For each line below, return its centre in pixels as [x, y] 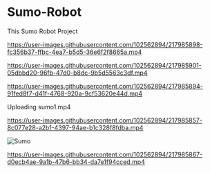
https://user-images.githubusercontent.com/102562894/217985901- [104, 65]
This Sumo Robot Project [42, 31]
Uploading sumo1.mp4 [39, 107]
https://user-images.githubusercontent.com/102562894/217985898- [105, 44]
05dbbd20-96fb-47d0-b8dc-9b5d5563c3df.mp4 [77, 73]
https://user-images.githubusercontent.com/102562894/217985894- [105, 86]
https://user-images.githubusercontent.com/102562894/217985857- [105, 120]
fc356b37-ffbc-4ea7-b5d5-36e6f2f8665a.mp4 [75, 52]
